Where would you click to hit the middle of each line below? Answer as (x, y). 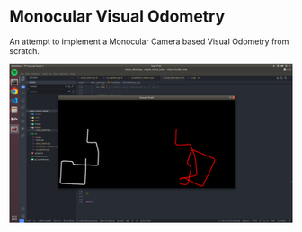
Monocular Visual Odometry (117, 17)
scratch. (25, 50)
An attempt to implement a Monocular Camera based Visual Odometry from (149, 41)
